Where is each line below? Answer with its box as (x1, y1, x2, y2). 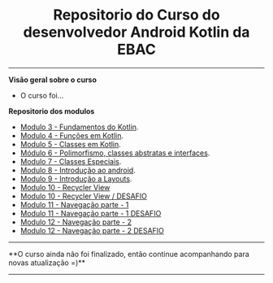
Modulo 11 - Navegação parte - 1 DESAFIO (19, 208, 162, 218)
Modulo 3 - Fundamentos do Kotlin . (19, 122, 139, 132)
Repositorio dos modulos (8, 106, 95, 115)
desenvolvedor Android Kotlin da (23, 23, 250, 41)
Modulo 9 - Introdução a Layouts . (19, 173, 132, 184)
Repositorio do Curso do (52, 6, 221, 24)
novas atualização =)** (8, 258, 86, 268)
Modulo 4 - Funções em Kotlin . (19, 130, 124, 140)
